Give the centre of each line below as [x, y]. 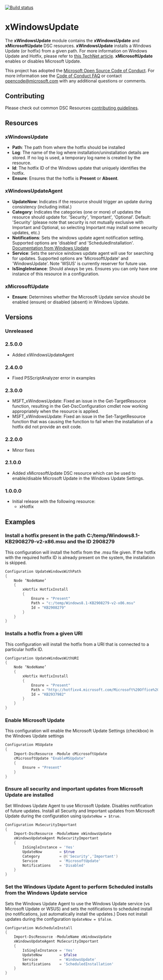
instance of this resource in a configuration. [56, 274]
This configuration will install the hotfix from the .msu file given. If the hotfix [81, 552]
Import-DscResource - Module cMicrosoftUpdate [61, 754]
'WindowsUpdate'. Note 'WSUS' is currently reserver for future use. [80, 263]
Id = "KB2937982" [49, 694]
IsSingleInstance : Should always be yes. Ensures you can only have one [85, 268]
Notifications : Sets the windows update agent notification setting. [78, 237]
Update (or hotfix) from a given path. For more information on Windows [76, 50]
